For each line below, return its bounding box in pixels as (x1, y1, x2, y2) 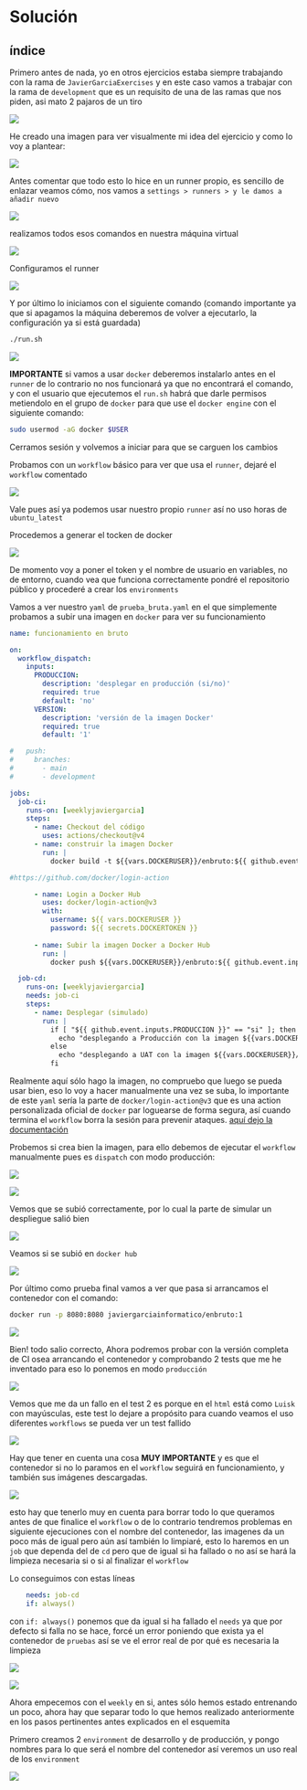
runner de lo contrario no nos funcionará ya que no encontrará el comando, (9, 377, 294, 389)
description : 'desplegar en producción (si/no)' (42, 679, 231, 689)
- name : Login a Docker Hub (33, 889, 142, 899)
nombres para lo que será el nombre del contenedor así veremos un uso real (9, 1743, 298, 1754)
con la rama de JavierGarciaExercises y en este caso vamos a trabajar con (9, 77, 292, 88)
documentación (9, 1124, 69, 1135)
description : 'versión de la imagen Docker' (42, 713, 215, 723)
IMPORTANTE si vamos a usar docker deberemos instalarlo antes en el (9, 368, 276, 379)
